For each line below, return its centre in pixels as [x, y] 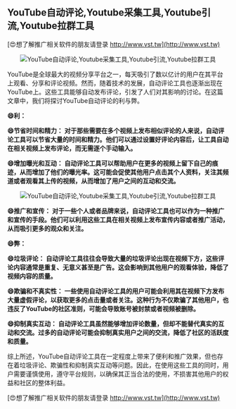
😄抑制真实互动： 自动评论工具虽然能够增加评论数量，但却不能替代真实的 [113, 324]
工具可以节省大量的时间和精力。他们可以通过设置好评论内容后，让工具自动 [121, 139]
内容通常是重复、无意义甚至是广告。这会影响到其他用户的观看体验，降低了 [121, 267]
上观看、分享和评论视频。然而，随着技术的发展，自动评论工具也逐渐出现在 [115, 83]
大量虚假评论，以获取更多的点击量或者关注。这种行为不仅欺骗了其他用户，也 [118, 300]
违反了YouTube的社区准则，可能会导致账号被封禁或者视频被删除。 [104, 308]
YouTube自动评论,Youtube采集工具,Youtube [105, 13]
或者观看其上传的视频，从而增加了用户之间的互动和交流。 [96, 181]
